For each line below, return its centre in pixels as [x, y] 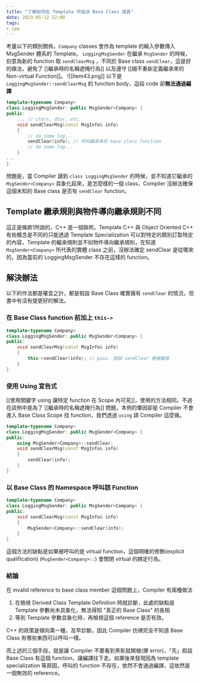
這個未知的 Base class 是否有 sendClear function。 [68, 191]
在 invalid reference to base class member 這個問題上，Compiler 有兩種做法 [99, 590]
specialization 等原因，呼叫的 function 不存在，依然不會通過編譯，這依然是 [98, 666]
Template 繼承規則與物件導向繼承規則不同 [84, 212]
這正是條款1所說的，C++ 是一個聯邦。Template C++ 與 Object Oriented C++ [100, 227]
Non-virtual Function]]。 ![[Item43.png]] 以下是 [64, 76]
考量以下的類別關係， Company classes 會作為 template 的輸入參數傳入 [91, 46]
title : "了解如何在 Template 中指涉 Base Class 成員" [70, 12]
